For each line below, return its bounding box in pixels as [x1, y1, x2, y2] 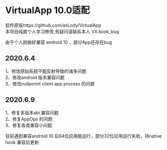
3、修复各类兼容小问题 [5, 122, 52, 128]
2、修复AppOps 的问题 [5, 116, 53, 122]
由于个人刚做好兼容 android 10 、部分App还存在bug [5, 39, 112, 45]
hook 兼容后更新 [5, 139, 39, 145]
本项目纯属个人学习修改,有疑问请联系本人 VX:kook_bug [5, 28, 119, 34]
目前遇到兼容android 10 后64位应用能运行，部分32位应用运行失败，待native [5, 133, 162, 139]
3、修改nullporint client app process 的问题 [5, 81, 95, 87]
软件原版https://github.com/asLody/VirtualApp [5, 22, 102, 28]
